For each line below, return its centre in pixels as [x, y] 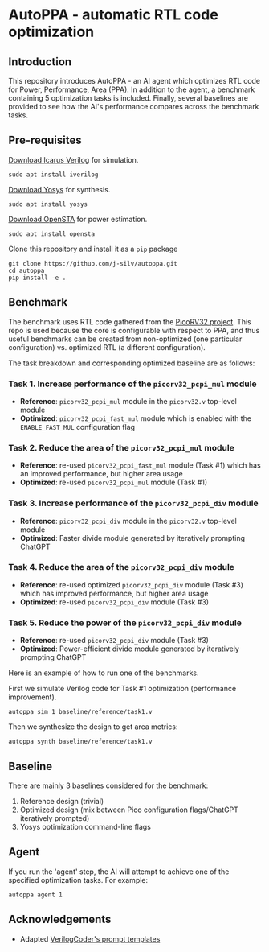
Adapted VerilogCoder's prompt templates [90, 938]
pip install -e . [37, 278]
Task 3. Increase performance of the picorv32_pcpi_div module [133, 503]
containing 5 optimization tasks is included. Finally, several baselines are [128, 98]
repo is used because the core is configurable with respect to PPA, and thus [134, 330]
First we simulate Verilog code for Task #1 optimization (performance [122, 689]
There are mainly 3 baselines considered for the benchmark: [108, 785]
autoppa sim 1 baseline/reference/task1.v [80, 712]
